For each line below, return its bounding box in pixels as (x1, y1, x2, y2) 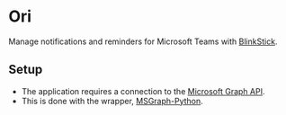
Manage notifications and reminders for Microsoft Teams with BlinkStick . (8, 36, 278, 47)
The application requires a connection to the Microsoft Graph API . (21, 85, 265, 96)
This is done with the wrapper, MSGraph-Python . (21, 95, 203, 106)
